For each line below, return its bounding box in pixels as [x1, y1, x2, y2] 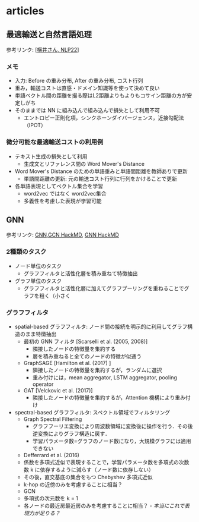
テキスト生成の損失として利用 [14, 153, 88, 160]
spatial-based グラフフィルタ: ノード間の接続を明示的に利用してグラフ [14, 323, 188, 330]
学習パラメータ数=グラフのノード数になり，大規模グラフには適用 [32, 438, 191, 444]
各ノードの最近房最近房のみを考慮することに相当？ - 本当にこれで [23, 502, 185, 509]
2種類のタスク [6, 248, 47, 256]
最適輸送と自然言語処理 [6, 29, 92, 39]
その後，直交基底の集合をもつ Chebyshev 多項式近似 [23, 474, 153, 480]
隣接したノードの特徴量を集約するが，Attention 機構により [32, 394, 175, 401]
